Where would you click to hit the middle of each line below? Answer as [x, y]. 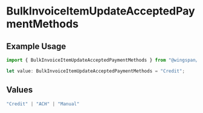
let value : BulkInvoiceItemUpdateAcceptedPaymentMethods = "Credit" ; [96, 71]
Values [20, 90]
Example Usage [36, 46]
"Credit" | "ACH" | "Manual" [43, 104]
